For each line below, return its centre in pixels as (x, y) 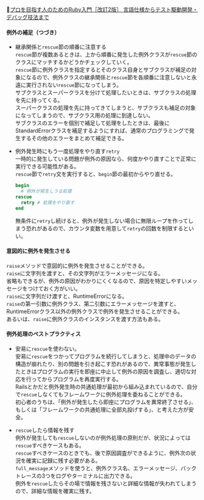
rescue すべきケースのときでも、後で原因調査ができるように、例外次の (103, 452)
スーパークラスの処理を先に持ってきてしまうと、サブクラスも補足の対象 (105, 108)
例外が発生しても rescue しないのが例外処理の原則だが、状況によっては (103, 437)
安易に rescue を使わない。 (47, 348)
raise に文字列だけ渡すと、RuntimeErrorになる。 (67, 296)
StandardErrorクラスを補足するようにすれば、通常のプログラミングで (102, 131)
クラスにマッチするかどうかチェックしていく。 (74, 62)
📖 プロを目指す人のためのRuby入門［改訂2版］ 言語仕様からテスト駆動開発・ (102, 9)
